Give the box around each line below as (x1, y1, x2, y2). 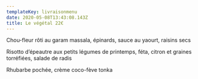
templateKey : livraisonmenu (6, 8, 78, 15)
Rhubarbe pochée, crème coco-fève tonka (6, 66, 113, 74)
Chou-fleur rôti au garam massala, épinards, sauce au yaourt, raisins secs (6, 37, 191, 44)
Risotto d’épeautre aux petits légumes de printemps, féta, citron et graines (6, 48, 192, 55)
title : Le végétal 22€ (6, 20, 64, 26)
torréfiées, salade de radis (6, 55, 72, 62)
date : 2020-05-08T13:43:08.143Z (6, 14, 88, 21)
